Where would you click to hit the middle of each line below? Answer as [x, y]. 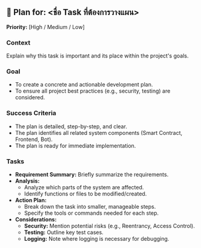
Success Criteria [31, 113]
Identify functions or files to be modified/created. [85, 194]
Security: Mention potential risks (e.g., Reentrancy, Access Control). [109, 226]
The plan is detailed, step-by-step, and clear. [71, 126]
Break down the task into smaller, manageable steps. [90, 207]
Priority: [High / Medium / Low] [45, 27]
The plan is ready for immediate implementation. [75, 145]
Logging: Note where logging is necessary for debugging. [97, 239]
